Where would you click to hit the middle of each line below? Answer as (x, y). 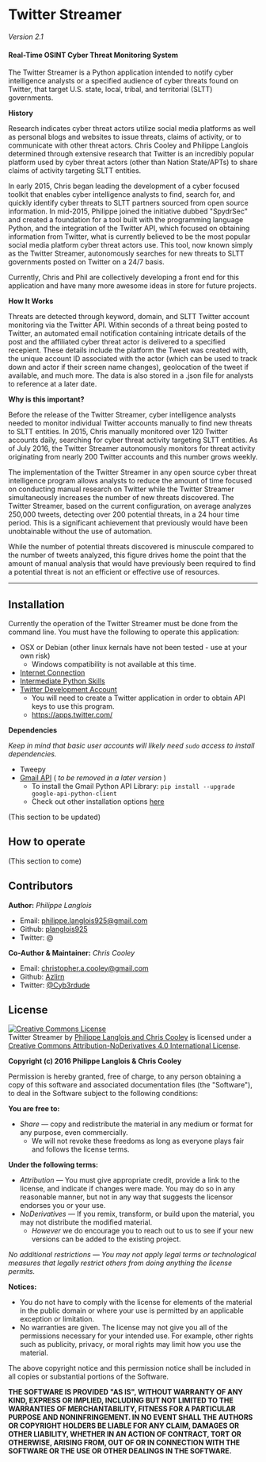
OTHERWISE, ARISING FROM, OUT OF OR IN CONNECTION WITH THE (124, 1443)
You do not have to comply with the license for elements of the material (136, 1302)
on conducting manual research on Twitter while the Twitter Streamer (122, 489)
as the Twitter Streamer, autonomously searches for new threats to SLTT (126, 254)
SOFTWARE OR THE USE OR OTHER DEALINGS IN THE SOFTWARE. (120, 1451)
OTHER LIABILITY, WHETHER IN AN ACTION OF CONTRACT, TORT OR (125, 1434)
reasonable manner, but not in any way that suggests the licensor (126, 1197)
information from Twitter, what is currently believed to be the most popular (129, 237)
